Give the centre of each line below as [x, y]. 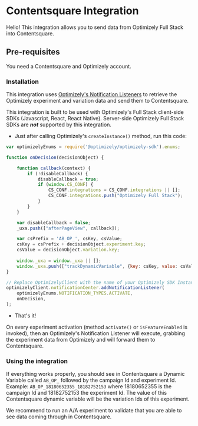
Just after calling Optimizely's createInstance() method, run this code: [100, 136]
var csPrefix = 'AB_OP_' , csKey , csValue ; [70, 239]
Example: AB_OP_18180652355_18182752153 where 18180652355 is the [89, 386]
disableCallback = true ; [68, 179]
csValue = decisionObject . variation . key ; [68, 250]
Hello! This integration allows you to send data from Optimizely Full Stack [95, 27]
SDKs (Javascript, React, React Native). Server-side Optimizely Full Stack [95, 119]
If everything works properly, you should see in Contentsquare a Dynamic [95, 374]
